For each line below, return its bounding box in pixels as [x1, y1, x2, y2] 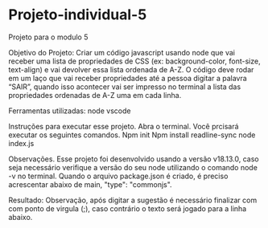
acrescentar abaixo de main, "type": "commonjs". [8, 179, 172, 189]
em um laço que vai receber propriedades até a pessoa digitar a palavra [8, 73, 247, 83]
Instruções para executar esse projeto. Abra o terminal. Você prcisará [8, 121, 239, 131]
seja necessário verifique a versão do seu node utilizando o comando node [8, 162, 258, 172]
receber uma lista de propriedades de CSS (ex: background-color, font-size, [8, 56, 261, 66]
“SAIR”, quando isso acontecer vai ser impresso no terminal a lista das [8, 82, 241, 92]
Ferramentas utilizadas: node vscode [8, 106, 131, 116]
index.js [8, 138, 35, 148]
